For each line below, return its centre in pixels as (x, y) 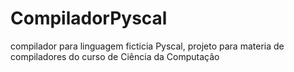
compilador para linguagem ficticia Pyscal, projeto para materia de (147, 46)
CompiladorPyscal (89, 18)
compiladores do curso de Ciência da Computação (115, 56)
